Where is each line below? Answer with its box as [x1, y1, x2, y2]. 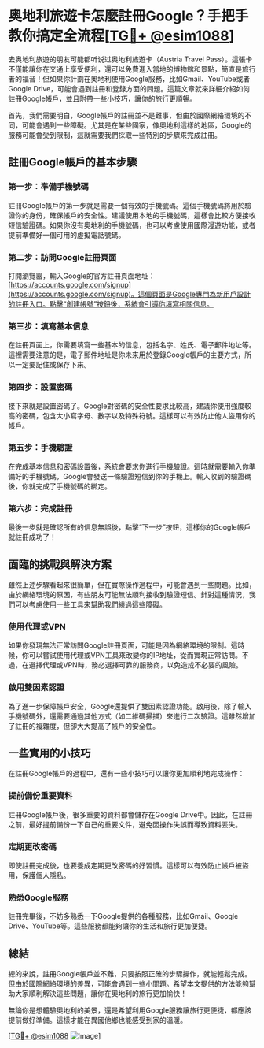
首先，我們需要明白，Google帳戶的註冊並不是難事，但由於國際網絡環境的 [8, 110, 245, 120]
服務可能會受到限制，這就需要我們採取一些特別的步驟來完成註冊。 [8, 130, 222, 139]
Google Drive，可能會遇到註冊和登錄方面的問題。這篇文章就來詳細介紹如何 [8, 84, 250, 93]
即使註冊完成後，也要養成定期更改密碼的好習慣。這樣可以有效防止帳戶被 [8, 860, 242, 870]
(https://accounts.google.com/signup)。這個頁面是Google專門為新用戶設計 [8, 289, 251, 299]
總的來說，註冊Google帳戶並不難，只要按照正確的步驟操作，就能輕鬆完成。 [8, 969, 252, 979]
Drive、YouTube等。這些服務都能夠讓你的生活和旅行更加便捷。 [8, 921, 212, 931]
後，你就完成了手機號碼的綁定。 [8, 481, 112, 491]
